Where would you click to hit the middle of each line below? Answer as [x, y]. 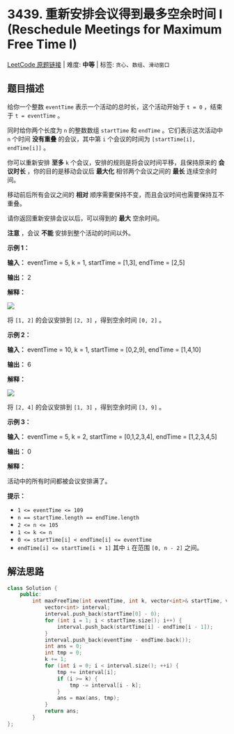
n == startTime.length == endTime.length [78, 517]
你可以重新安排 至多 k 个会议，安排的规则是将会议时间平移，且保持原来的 [112, 162]
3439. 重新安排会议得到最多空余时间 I [115, 14]
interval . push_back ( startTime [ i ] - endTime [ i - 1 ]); [135, 627]
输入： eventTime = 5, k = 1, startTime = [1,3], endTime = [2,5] [96, 263]
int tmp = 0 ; [63, 653]
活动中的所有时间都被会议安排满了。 [59, 481]
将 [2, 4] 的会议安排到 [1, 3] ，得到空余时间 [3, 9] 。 [86, 407]
